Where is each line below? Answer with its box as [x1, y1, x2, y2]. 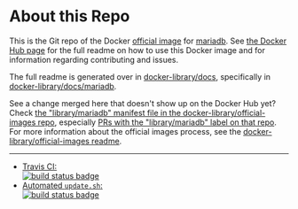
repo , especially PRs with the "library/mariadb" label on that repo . [37, 117, 277, 128]
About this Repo [9, 6, 130, 27]
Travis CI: [21, 161, 58, 172]
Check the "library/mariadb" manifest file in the [9, 107, 182, 118]
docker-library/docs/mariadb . [9, 81, 117, 91]
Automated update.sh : [21, 180, 104, 190]
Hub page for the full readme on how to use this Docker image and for [9, 44, 266, 55]
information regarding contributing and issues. [9, 54, 179, 65]
